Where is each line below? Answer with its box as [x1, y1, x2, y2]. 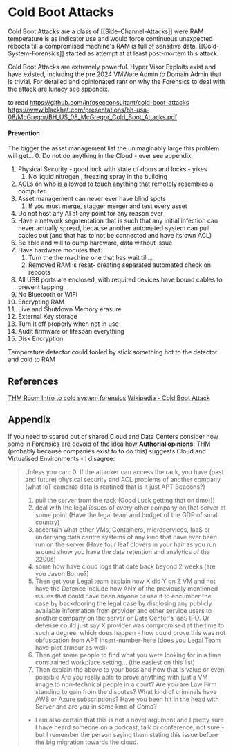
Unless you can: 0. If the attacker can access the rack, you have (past [24, 467, 224, 476]
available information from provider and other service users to [35, 606, 212, 614]
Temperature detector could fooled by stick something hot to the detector [8, 348, 218, 356]
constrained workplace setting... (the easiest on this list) [35, 658, 196, 666]
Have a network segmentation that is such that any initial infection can [17, 216, 218, 225]
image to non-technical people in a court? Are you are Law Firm [35, 680, 217, 689]
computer [17, 187, 46, 196]
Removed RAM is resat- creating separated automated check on [28, 261, 212, 269]
